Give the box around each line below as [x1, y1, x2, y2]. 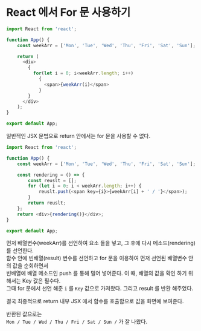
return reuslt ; [28, 200, 66, 206]
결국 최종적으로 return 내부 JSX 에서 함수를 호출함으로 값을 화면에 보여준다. [6, 298, 184, 305]
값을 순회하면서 [12, 262, 48, 269]
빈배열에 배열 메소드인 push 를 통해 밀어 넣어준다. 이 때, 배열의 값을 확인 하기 [6, 270, 187, 277]
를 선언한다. [6, 247, 34, 254]
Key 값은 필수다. [22, 277, 61, 284]
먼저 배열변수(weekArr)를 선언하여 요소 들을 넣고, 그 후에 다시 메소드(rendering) [6, 240, 196, 247]
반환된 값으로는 [6, 310, 42, 318]
